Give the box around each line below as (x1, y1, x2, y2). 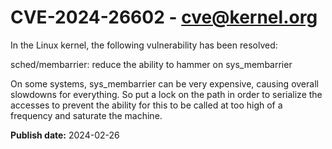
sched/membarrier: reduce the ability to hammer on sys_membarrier (10, 58, 293, 70)
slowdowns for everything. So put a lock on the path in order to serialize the (10, 88, 323, 100)
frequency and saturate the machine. (10, 109, 163, 121)
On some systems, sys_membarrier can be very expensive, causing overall (10, 77, 319, 90)
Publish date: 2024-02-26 (10, 129, 120, 141)
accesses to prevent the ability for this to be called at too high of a (10, 99, 283, 111)
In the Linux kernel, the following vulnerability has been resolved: (10, 39, 278, 51)
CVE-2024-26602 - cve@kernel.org (10, 6, 318, 29)
